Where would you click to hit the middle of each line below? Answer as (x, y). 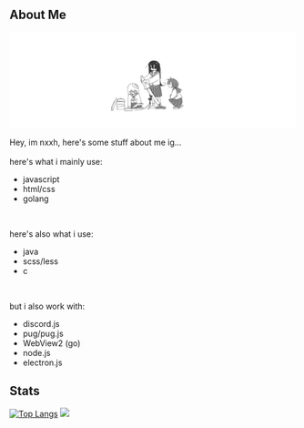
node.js (37, 352)
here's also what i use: (51, 234)
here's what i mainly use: (56, 161)
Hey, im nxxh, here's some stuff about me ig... (96, 142)
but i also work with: (47, 306)
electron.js (42, 362)
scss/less (41, 261)
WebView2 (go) (51, 343)
